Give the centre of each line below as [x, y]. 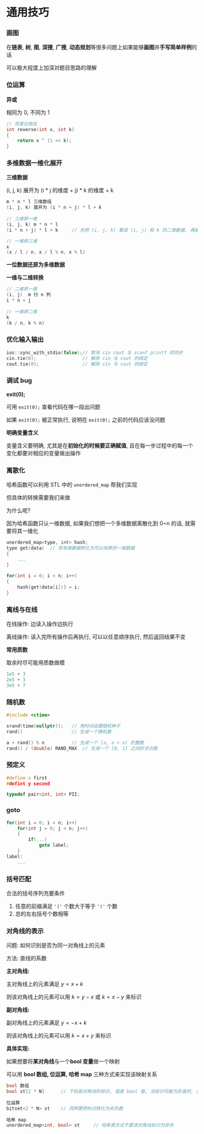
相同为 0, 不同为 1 [28, 112]
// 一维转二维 [22, 311]
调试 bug [19, 381]
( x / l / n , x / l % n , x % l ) [46, 253]
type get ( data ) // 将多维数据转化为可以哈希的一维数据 [71, 548]
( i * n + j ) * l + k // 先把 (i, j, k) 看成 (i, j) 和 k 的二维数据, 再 [101, 230]
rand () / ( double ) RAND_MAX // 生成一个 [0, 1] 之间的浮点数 [82, 748]
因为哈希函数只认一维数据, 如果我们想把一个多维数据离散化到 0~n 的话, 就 [98, 523]
